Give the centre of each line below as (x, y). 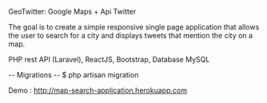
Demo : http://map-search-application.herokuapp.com (98, 90)
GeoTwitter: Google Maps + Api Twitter (72, 12)
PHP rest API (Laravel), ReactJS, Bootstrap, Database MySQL (109, 59)
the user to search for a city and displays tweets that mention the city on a (131, 36)
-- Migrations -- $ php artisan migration (74, 75)
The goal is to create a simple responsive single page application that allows (134, 27)
